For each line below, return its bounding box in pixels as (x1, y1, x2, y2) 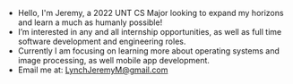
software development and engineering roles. (17, 36, 186, 46)
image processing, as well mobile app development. (17, 55, 211, 65)
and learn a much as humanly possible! (17, 17, 163, 28)
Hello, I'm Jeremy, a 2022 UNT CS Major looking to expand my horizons (17, 8, 284, 18)
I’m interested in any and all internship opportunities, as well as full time (17, 27, 282, 37)
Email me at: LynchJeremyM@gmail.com (17, 64, 168, 75)
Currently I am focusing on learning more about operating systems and (17, 46, 280, 56)
